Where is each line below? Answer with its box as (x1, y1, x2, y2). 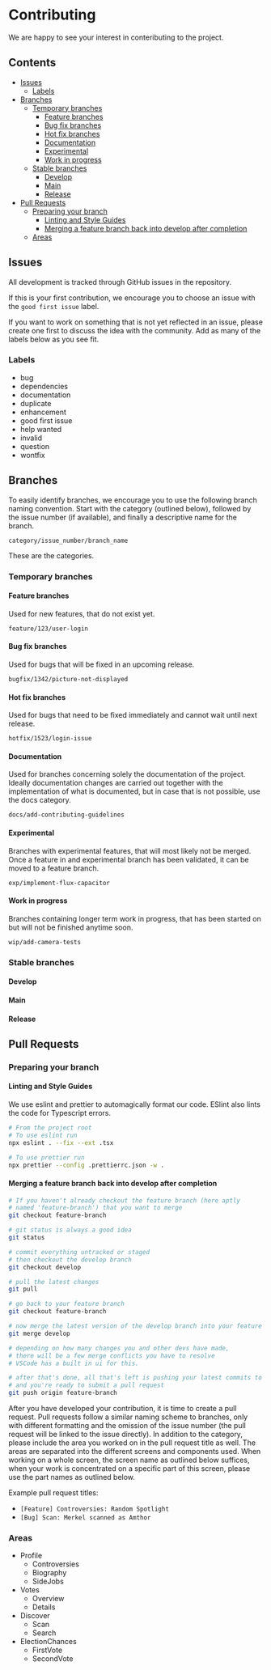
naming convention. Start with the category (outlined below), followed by (8, 503, 252, 513)
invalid (19, 433, 43, 443)
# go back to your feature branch (8, 1300, 125, 1308)
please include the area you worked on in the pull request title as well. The (8, 1438, 256, 1447)
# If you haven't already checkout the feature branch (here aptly (8, 1196, 241, 1205)
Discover (19, 1611, 50, 1621)
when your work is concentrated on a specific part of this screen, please (8, 1464, 251, 1473)
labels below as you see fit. (8, 334, 100, 344)
